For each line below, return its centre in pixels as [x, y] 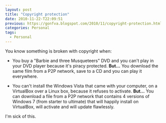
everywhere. [25, 76]
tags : [11, 32]
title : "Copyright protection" [37, 14]
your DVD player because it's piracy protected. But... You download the [85, 66]
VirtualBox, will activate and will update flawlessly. [63, 107]
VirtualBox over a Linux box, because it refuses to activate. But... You [83, 91]
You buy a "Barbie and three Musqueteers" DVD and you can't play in [83, 61]
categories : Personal [27, 28]
